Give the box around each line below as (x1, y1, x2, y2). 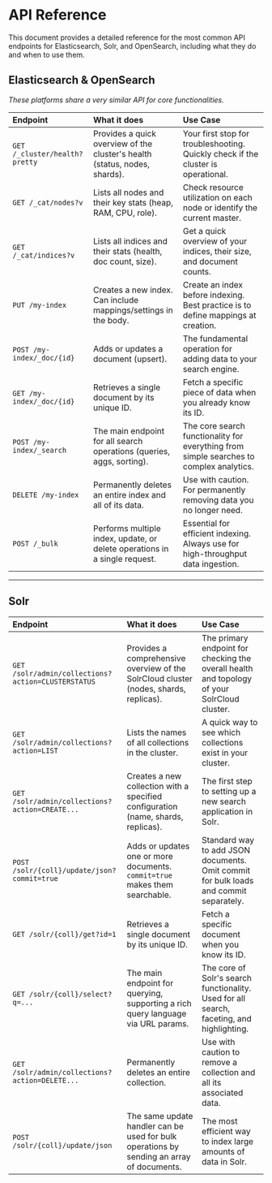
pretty (12, 157, 38, 166)
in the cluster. (126, 747, 179, 758)
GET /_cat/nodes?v (12, 197, 83, 207)
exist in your (201, 747, 249, 758)
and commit (201, 885, 247, 896)
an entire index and (92, 489, 166, 500)
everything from (182, 440, 244, 451)
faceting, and (201, 1012, 253, 1024)
